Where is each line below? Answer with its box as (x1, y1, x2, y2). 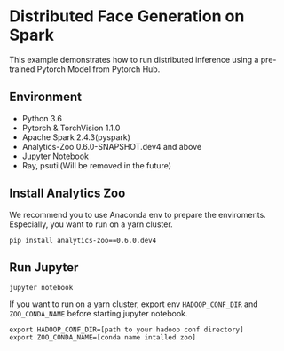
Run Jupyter (9, 260, 79, 275)
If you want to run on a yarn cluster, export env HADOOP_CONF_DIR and (9, 299, 259, 309)
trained (9, 64, 35, 74)
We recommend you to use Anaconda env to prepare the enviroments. (9, 209, 266, 220)
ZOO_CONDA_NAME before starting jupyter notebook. (9, 308, 188, 319)
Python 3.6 (21, 113, 62, 123)
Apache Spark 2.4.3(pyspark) (21, 131, 131, 143)
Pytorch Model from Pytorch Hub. (36, 64, 161, 74)
